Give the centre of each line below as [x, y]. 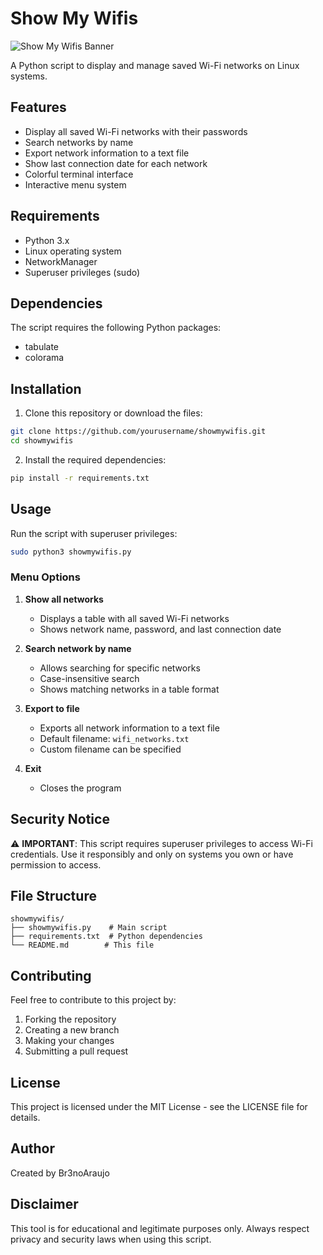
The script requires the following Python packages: [116, 328]
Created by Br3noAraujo [60, 1173]
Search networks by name [79, 142]
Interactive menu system [75, 184]
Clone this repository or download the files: [113, 413]
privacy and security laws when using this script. [111, 1239]
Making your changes [69, 1041]
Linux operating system [73, 251]
